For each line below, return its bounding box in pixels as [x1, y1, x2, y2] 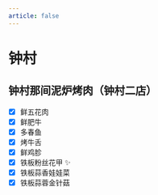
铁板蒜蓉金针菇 [19, 178, 70, 188]
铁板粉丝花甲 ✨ [19, 157, 71, 167]
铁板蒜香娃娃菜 [19, 167, 70, 177]
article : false [8, 11, 60, 20]
